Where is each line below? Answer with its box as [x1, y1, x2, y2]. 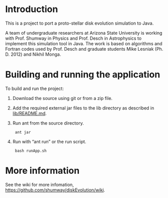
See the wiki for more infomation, [5, 181, 74, 187]
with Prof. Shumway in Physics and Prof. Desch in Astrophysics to [5, 35, 142, 41]
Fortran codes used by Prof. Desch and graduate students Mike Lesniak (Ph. [5, 46, 163, 52]
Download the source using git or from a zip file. [12, 95, 113, 101]
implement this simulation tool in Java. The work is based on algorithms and [5, 40, 162, 46]
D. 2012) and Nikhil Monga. [5, 51, 61, 57]
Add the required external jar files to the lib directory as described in [12, 105, 154, 111]
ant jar [15, 130, 31, 135]
